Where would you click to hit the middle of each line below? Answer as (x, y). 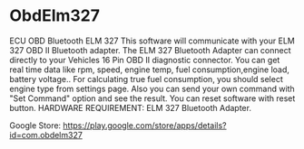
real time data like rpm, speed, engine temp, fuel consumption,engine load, (150, 70)
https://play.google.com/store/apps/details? (145, 125)
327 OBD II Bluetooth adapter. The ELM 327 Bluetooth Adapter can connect (151, 50)
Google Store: (35, 125)
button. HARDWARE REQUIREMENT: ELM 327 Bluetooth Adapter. (131, 107)
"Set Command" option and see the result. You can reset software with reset (152, 98)
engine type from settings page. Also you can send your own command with (152, 88)
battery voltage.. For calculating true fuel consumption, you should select (146, 79)
